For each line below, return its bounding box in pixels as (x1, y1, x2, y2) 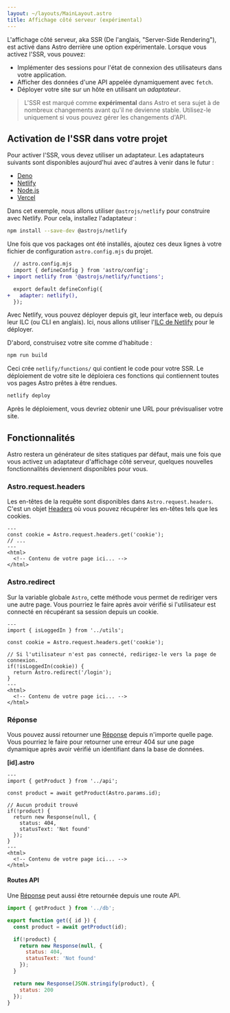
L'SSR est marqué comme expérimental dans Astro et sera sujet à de (23, 98, 220, 106)
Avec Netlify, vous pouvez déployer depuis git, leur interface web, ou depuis (7, 310, 223, 319)
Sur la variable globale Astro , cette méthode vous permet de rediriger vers (7, 593, 218, 601)
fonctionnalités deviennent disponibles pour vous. (7, 465, 148, 473)
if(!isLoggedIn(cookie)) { (7, 663, 84, 670)
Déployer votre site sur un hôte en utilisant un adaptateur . (16, 85, 181, 93)
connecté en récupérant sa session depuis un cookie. (7, 607, 159, 615)
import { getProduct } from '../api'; (7, 777, 118, 784)
